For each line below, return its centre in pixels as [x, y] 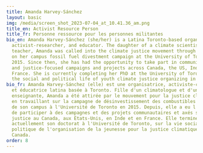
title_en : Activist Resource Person [52, 29]
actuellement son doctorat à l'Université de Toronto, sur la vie [97, 124]
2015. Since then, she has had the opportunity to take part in [94, 62]
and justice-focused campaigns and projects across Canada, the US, [100, 68]
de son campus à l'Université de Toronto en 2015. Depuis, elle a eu [101, 107]
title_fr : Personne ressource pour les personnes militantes [85, 34]
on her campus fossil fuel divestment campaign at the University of [101, 57]
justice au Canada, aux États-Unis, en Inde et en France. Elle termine [105, 118]
